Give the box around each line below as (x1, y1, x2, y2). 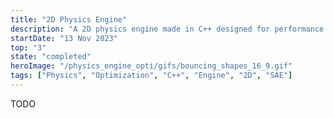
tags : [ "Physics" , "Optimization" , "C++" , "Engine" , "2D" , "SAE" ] (10, 71, 293, 81)
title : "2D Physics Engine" (10, 14, 128, 25)
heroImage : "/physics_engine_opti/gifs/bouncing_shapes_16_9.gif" (10, 61, 293, 71)
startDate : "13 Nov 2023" (10, 33, 118, 43)
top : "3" (10, 42, 47, 53)
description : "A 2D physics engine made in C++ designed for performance (10, 24, 325, 34)
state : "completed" (10, 52, 92, 62)
